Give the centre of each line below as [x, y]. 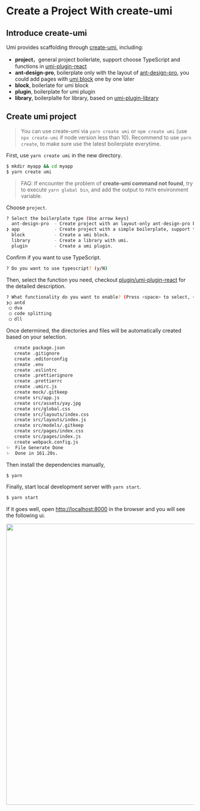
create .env [29, 364]
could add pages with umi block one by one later [75, 79]
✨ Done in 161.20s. [32, 453]
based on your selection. [37, 337]
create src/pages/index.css [49, 431]
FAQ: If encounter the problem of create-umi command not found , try [107, 183]
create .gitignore [37, 353]
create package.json [40, 348]
